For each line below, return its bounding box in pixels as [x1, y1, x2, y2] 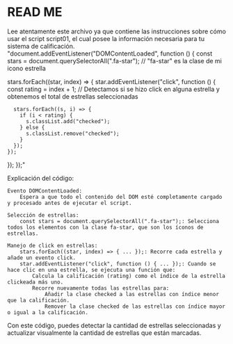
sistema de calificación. [7, 42, 75, 50]
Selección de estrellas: [7, 211, 79, 219]
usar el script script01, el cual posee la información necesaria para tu [7, 34, 205, 42]
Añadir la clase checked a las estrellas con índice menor [44, 290, 219, 297]
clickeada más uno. [7, 279, 64, 286]
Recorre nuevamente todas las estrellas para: [32, 284, 170, 292]
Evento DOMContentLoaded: [7, 187, 82, 195]
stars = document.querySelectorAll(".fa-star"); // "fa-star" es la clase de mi [7, 56, 223, 65]
